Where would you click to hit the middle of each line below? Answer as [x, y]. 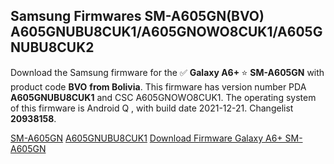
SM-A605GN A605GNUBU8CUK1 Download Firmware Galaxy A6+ [146, 138]
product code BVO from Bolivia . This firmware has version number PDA [158, 86]
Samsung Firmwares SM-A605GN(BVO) [137, 16]
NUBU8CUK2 [52, 47]
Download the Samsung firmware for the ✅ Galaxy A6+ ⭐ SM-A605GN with [167, 72]
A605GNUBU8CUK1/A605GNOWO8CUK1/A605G [166, 32]
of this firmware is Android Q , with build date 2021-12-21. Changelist [152, 108]
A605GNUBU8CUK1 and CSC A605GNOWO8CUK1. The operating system [163, 97]
